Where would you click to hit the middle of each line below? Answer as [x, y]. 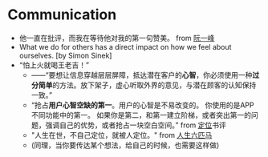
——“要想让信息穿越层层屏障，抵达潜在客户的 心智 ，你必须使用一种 [142, 74]
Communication [62, 15]
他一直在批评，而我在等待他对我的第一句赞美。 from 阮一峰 [117, 38]
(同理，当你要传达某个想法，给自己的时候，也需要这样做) [125, 145]
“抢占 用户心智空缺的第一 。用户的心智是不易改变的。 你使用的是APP [142, 105]
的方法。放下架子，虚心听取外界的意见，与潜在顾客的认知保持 [154, 85]
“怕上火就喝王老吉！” [54, 65]
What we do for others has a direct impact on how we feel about [125, 46]
